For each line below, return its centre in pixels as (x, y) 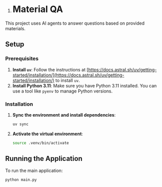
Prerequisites (22, 59)
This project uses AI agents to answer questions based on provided (75, 23)
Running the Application (44, 159)
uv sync (20, 124)
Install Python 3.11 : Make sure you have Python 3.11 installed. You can (85, 85)
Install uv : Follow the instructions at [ (50, 69)
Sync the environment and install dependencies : (64, 115)
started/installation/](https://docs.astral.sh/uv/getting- (68, 75)
